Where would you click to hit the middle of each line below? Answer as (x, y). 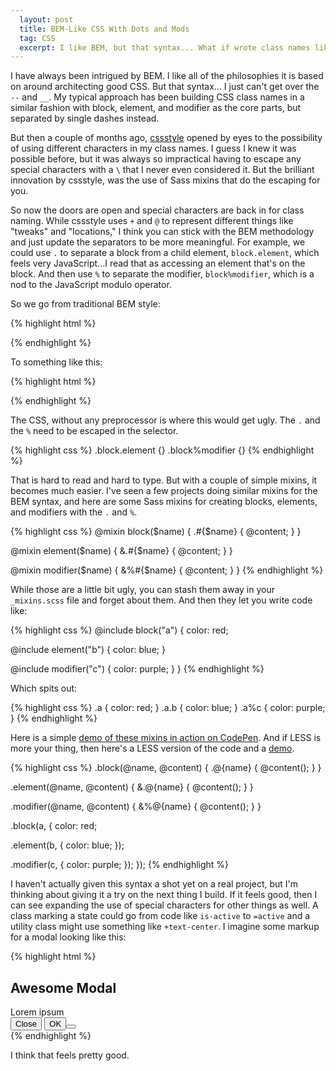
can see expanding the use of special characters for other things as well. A (164, 905)
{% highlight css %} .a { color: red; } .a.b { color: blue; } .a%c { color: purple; (168, 708)
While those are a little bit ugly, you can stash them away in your (143, 590)
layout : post (46, 19)
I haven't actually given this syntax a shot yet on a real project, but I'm (154, 884)
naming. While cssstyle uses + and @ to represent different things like (152, 221)
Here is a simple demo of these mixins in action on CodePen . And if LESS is (166, 738)
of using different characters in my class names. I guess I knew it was (153, 148)
